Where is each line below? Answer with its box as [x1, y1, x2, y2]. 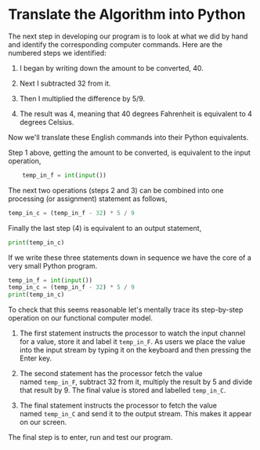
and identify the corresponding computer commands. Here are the [8, 39, 223, 49]
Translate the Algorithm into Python [8, 5, 246, 24]
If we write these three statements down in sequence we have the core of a [8, 253, 252, 262]
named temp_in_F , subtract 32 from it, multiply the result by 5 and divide [19, 377, 253, 386]
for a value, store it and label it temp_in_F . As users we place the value [19, 337, 246, 346]
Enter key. [19, 353, 52, 363]
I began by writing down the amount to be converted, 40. [19, 63, 204, 72]
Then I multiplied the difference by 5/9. [19, 93, 146, 103]
